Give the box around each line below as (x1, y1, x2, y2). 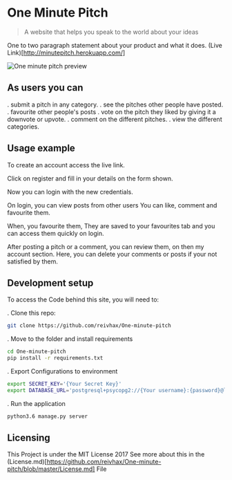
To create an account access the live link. (7, 160, 126, 169)
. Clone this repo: (7, 309, 57, 317)
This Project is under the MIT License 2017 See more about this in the (7, 450, 205, 459)
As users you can (7, 82, 84, 94)
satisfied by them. (7, 257, 59, 266)
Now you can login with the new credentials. (7, 187, 133, 196)
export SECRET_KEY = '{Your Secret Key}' (7, 380, 122, 387)
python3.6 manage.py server (7, 413, 88, 420)
